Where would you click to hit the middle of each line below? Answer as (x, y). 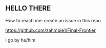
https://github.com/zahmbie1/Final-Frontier (51, 30)
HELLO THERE (28, 8)
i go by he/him (20, 40)
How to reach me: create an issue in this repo (53, 20)
